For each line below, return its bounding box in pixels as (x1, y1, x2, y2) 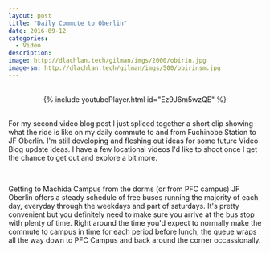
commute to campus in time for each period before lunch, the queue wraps (8, 226, 257, 236)
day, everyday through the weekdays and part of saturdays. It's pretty (8, 201, 239, 210)
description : (8, 49, 52, 57)
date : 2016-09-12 (8, 27, 67, 35)
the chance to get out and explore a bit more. (8, 153, 158, 162)
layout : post (8, 11, 52, 20)
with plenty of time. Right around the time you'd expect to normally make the (8, 218, 262, 227)
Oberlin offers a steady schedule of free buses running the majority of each (8, 192, 259, 202)
